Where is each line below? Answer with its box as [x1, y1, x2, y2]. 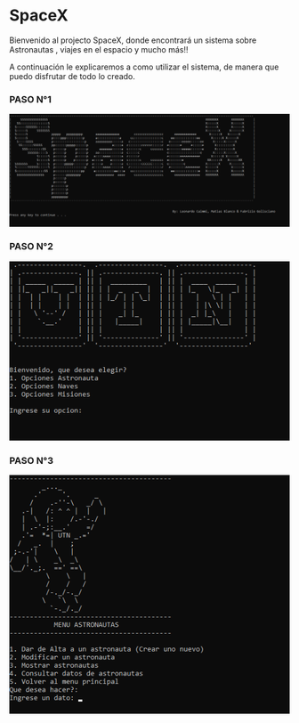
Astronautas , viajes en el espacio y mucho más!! [9, 44, 189, 54]
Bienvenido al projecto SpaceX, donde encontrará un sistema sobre [9, 35, 257, 45]
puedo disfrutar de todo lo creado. [9, 70, 136, 81]
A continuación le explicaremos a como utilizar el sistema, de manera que [9, 61, 279, 72]
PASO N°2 [9, 240, 53, 253]
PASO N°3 [9, 454, 53, 467]
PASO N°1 [9, 93, 52, 105]
